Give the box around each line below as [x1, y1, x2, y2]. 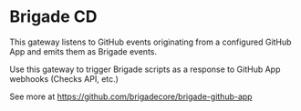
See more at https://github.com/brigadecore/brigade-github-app [9, 91, 253, 102]
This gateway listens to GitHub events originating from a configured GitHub [9, 36, 292, 47]
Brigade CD [9, 6, 98, 27]
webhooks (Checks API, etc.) [9, 73, 119, 84]
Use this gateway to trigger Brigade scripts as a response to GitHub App [9, 64, 281, 75]
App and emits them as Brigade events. [9, 45, 158, 56]
